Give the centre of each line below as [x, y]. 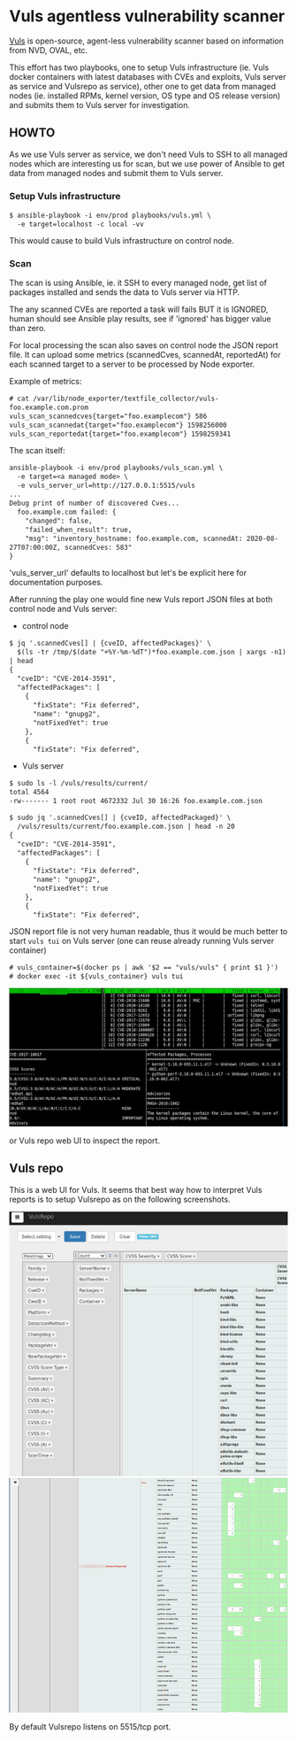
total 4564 [29, 793]
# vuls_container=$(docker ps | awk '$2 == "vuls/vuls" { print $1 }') [144, 968]
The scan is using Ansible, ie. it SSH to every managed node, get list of [138, 283]
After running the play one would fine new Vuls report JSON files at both [141, 600]
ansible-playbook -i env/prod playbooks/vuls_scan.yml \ [116, 468]
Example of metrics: [46, 382]
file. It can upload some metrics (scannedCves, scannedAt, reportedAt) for [145, 355]
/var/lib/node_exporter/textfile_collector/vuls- [126, 399]
